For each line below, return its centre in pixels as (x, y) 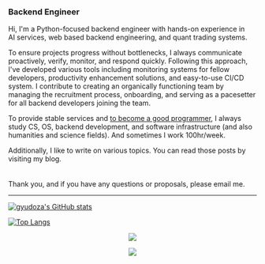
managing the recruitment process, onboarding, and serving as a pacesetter (132, 95)
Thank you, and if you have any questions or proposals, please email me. (127, 184)
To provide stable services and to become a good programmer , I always (125, 119)
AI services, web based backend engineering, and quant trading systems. (128, 37)
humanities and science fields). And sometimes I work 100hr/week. (117, 135)
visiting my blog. (35, 159)
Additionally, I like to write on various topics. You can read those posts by (127, 151)
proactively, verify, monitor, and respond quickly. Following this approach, (128, 61)
